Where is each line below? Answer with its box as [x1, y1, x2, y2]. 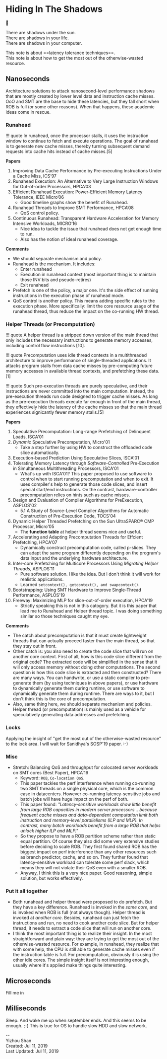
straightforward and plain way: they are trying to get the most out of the [12, 936, 159, 942]
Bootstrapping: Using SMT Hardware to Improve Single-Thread [12, 587, 142, 593]
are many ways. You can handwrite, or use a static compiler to [12, 675, 140, 681]
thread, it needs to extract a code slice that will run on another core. [12, 925, 152, 931]
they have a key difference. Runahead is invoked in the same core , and [12, 904, 158, 910]
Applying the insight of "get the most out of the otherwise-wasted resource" [5, 735, 162, 741]
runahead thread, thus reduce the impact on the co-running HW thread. [12, 308, 159, 314]
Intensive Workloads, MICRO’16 [12, 221, 77, 227]
